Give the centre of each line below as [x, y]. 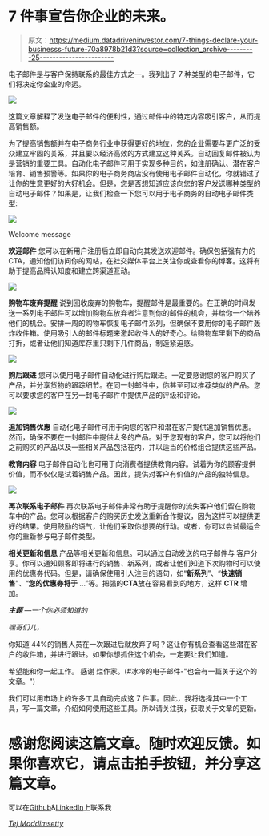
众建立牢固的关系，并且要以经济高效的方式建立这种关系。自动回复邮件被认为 [134, 153]
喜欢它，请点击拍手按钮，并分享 [142, 764]
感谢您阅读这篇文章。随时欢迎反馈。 [128, 744]
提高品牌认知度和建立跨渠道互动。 [78, 271]
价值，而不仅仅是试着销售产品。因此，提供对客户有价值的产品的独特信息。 [131, 474]
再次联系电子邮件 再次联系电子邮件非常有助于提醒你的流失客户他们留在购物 [132, 506]
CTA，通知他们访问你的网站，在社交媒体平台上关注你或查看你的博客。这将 [131, 260]
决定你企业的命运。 [54, 84]
